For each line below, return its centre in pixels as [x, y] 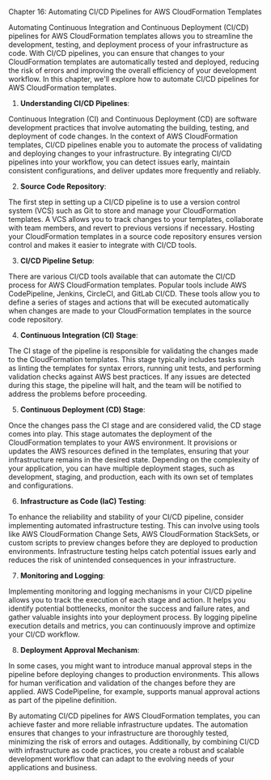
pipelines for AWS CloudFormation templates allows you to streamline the [131, 36]
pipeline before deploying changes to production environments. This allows [134, 674]
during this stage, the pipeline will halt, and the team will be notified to [125, 385]
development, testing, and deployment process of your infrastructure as [128, 45]
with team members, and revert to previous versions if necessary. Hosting [131, 228]
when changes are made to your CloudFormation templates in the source [130, 311]
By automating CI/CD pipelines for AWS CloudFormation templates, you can [134, 716]
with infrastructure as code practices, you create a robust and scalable [126, 750]
